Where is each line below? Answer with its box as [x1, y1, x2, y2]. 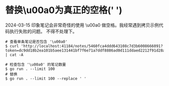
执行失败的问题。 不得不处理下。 [9, 28, 77, 34]
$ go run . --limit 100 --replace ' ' [5, 76, 87, 81]
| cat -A [5, 52, 24, 57]
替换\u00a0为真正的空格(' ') [5, 4, 122, 16]
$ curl [5, 43, 19, 48]
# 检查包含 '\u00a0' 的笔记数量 [5, 62, 66, 67]
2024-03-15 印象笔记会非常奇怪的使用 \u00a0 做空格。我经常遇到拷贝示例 [5, 22, 159, 28]
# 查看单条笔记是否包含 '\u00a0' [5, 39, 68, 44]
